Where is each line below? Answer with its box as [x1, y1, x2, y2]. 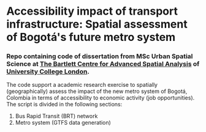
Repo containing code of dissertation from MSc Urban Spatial [6, 52, 193, 61]
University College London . [6, 67, 90, 76]
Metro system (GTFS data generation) [15, 119, 112, 127]
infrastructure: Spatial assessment [6, 17, 188, 31]
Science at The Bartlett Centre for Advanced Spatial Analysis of [6, 60, 200, 68]
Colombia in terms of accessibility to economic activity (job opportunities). [6, 94, 195, 101]
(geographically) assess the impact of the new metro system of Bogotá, [6, 87, 188, 95]
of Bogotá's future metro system [6, 31, 176, 44]
